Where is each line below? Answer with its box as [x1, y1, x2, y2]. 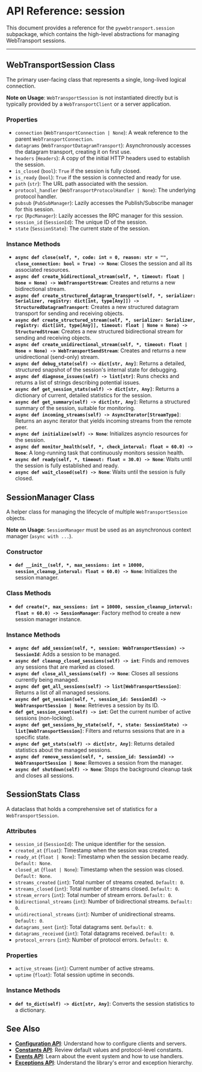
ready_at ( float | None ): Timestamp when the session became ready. [14, 853, 189, 860]
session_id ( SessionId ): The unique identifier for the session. [14, 841, 167, 848]
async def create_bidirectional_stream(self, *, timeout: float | [14, 274, 185, 280]
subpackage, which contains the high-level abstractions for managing [6, 30, 179, 37]
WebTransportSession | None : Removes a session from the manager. [14, 759, 183, 767]
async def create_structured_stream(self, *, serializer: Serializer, [14, 317, 196, 323]
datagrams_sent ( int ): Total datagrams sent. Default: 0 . [14, 923, 153, 931]
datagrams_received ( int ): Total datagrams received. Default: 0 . [14, 930, 175, 937]
